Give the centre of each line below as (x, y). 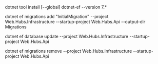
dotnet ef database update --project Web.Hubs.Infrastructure (67, 36)
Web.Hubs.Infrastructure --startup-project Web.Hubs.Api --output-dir (75, 22)
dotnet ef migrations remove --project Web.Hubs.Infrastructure (69, 51)
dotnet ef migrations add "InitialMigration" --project (57, 16)
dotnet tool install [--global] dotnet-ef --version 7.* (56, 7)
